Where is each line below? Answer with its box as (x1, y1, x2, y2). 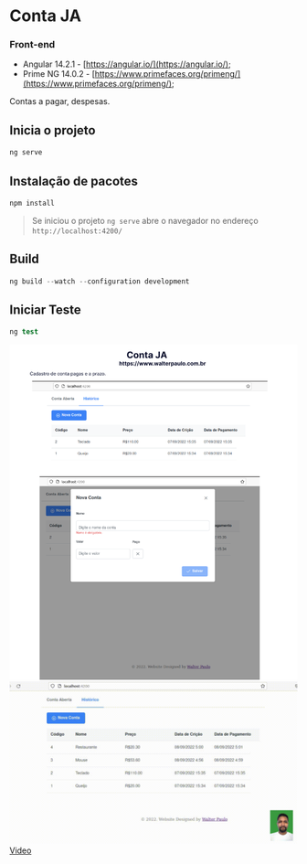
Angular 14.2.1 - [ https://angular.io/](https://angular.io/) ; (22, 59, 231, 69)
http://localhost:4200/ (31, 226, 123, 236)
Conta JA (9, 5, 82, 27)
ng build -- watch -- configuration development (9, 276, 190, 286)
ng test (9, 327, 39, 336)
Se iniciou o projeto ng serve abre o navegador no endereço (31, 215, 259, 226)
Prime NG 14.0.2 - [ (22, 69, 96, 80)
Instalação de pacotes (9, 173, 139, 188)
